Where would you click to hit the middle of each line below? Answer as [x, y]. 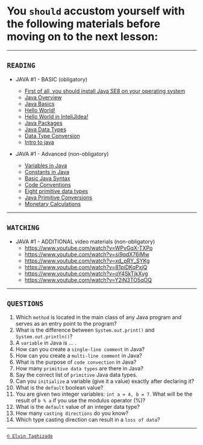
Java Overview [43, 97]
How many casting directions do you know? [72, 413]
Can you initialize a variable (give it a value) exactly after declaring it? [105, 381]
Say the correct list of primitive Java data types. [77, 375]
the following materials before [84, 24]
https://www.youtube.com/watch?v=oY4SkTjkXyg [86, 273]
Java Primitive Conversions [58, 198]
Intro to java [39, 142]
